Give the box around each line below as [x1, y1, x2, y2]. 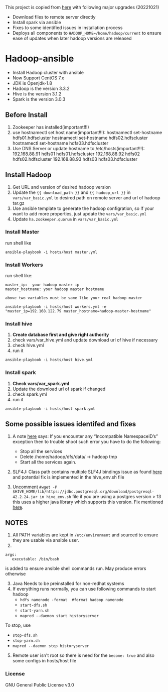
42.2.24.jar [12, 494, 38, 499]
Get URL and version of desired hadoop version [12, 184, 111, 190]
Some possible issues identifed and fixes [5, 420, 136, 428]
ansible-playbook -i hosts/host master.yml [5, 250, 98, 255]
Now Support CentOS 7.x [12, 75, 64, 81]
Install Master [5, 228, 40, 236]
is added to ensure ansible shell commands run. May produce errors [5, 565, 146, 571]
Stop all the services [20, 448, 63, 454]
